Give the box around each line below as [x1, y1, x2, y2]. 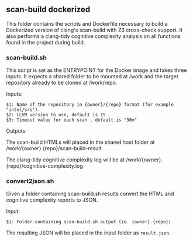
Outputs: [6, 127, 27, 134]
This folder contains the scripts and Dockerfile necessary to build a [6, 20, 168, 27]
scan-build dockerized [6, 5, 91, 15]
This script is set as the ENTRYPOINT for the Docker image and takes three [6, 67, 187, 74]
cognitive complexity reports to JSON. [6, 196, 98, 203]
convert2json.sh [6, 177, 54, 185]
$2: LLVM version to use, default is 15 [6, 112, 106, 118]
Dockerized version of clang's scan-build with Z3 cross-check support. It [6, 26, 183, 33]
